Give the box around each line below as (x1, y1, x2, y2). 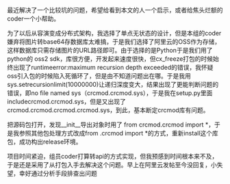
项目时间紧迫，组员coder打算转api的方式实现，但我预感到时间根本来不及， (7, 153, 218, 160)
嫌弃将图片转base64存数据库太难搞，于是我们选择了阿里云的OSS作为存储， (7, 38, 221, 46)
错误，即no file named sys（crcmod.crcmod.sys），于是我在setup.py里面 (7, 89, 213, 97)
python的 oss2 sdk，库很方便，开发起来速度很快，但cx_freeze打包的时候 (7, 55, 214, 63)
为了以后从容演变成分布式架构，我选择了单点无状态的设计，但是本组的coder (7, 29, 222, 37)
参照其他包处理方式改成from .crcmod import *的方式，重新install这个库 (18, 129, 219, 137)
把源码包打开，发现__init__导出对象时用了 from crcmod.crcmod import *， (7, 120, 215, 129)
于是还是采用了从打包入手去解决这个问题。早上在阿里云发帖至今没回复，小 (7, 161, 217, 169)
